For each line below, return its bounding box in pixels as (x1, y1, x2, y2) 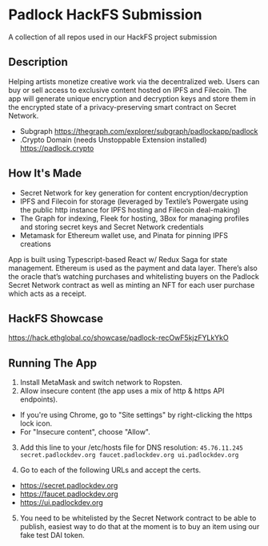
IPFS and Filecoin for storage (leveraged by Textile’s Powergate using (19, 196, 249, 206)
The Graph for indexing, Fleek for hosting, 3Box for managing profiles (19, 213, 250, 223)
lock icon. (19, 419, 53, 428)
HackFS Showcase (8, 311, 104, 326)
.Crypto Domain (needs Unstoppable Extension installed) (19, 135, 207, 144)
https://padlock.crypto (19, 143, 94, 153)
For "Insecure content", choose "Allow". (19, 427, 150, 437)
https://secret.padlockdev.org (19, 481, 118, 491)
